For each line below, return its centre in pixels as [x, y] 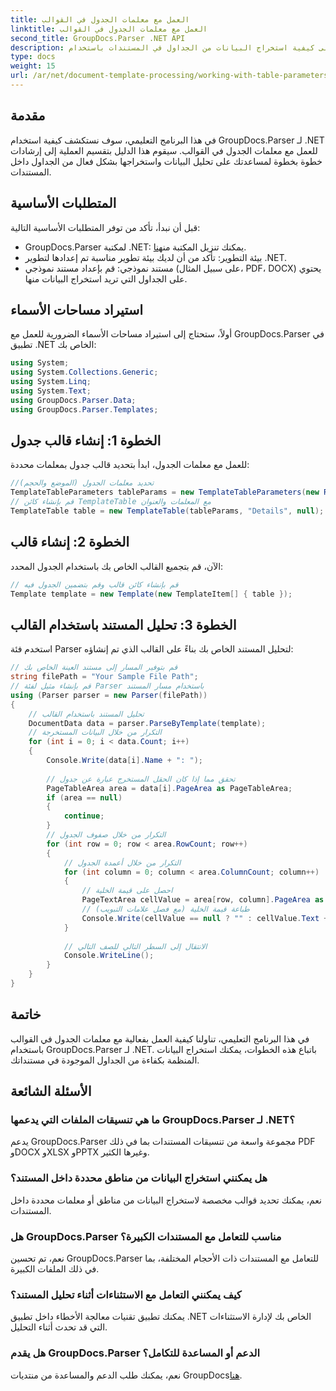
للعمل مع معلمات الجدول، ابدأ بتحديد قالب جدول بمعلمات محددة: [130, 465]
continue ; [84, 816]
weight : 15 [33, 66]
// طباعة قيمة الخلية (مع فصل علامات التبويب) [165, 909]
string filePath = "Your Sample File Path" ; [104, 677]
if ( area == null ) [84, 797]
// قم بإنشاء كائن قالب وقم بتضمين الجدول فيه [94, 584]
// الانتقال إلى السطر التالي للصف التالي [135, 946]
